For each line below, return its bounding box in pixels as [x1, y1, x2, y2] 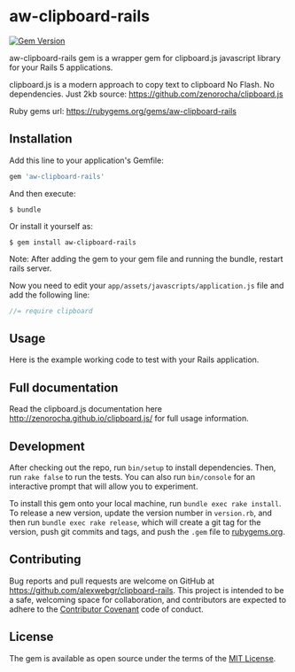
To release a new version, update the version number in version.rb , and [9, 507, 273, 518]
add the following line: [9, 290, 90, 300]
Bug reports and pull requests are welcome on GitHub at [9, 575, 215, 586]
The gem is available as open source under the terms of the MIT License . [9, 653, 276, 663]
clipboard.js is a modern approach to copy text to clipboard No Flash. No [9, 79, 275, 89]
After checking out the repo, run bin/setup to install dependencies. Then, [9, 462, 276, 473]
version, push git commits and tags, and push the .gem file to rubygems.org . [9, 526, 286, 537]
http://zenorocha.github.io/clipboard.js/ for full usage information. [9, 413, 250, 424]
